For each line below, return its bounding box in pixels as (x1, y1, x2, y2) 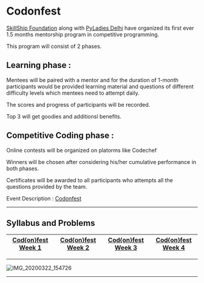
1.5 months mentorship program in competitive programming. (6, 30, 160, 38)
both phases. (6, 165, 39, 172)
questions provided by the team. (6, 183, 87, 190)
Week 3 (114, 244, 138, 252)
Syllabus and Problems (6, 217, 95, 228)
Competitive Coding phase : (6, 131, 114, 141)
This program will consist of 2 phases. (6, 43, 102, 50)
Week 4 (162, 244, 185, 252)
